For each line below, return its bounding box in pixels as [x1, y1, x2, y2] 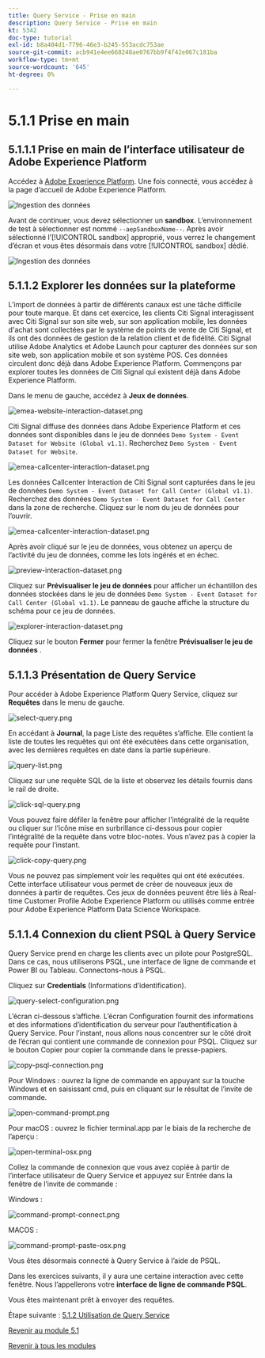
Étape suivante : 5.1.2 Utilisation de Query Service [8, 1310, 170, 1320]
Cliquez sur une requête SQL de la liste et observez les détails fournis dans [8, 776, 253, 786]
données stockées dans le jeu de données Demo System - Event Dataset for [8, 589, 258, 599]
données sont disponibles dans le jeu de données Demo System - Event [8, 430, 240, 439]
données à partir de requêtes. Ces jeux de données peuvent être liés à [8, 888, 238, 897]
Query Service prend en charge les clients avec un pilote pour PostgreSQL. [8, 949, 253, 958]
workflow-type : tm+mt [8, 56, 80, 64]
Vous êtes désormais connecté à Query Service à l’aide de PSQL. [8, 1256, 221, 1265]
